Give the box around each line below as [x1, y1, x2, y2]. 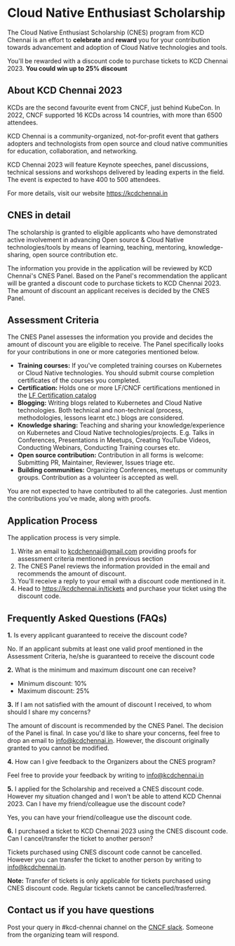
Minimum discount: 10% [17, 680, 88, 687]
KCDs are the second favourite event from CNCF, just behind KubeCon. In [7, 103, 221, 112]
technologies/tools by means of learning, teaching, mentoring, [7, 242, 187, 251]
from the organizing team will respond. [7, 930, 119, 939]
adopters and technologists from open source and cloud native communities [7, 139, 228, 148]
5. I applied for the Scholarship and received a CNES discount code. [7, 785, 204, 793]
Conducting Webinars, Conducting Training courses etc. [17, 443, 180, 452]
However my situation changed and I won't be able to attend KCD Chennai [7, 792, 222, 801]
